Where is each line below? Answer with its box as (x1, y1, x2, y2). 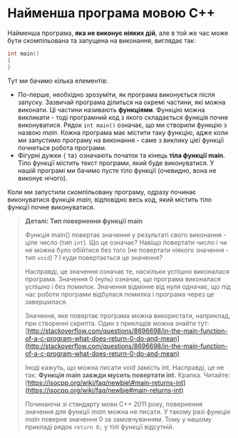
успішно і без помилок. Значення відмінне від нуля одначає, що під (24, 282, 232, 291)
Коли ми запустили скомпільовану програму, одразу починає (7, 187, 197, 196)
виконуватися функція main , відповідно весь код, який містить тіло (7, 195, 212, 204)
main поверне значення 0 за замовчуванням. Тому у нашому (24, 414, 212, 423)
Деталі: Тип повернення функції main (24, 216, 143, 225)
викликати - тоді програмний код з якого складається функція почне (17, 113, 229, 121)
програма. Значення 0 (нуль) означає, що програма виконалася (24, 274, 221, 283)
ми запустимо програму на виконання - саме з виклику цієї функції (17, 136, 224, 144)
